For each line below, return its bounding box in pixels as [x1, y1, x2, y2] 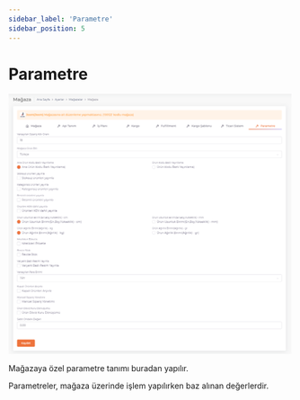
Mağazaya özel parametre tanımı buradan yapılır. [8, 362, 190, 373]
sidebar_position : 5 [8, 23, 86, 33]
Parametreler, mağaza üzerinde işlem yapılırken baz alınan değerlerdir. [8, 380, 269, 391]
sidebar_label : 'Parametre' [8, 14, 114, 23]
